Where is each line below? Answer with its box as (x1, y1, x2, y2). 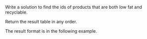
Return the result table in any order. (5, 19, 77, 24)
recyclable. (5, 9, 28, 15)
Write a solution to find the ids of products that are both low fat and (5, 4, 142, 10)
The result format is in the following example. (5, 28, 98, 34)
